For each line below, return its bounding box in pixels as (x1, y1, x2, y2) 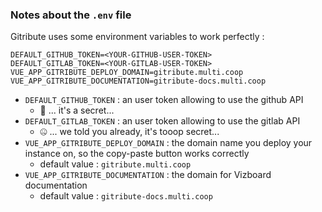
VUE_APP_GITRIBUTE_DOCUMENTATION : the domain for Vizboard (24, 169, 272, 181)
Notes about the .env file (10, 8, 132, 22)
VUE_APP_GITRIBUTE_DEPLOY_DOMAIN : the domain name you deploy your (24, 137, 313, 149)
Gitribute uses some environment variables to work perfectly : (10, 31, 265, 43)
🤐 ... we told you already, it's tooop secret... (39, 126, 220, 138)
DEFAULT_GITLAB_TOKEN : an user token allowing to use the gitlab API (24, 115, 301, 127)
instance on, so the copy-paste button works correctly (24, 148, 250, 160)
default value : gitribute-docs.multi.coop (39, 190, 213, 202)
